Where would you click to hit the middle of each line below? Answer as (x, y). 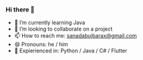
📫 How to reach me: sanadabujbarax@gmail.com (75, 36)
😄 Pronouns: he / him (41, 44)
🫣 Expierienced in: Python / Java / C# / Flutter (71, 51)
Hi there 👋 (20, 10)
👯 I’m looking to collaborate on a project (63, 29)
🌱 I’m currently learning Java (50, 23)
